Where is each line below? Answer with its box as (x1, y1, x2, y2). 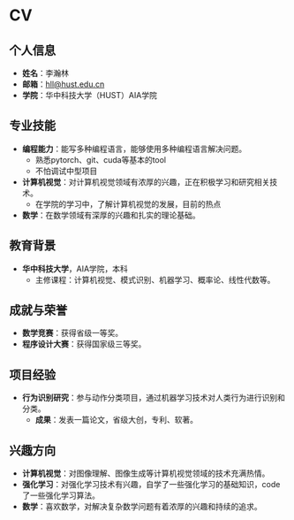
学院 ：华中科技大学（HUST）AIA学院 (21, 90, 157, 100)
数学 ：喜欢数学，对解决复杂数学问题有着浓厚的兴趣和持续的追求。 (21, 501, 262, 512)
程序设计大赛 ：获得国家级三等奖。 (21, 339, 147, 349)
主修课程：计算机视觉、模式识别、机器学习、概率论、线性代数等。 (34, 274, 275, 285)
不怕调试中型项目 (34, 165, 98, 176)
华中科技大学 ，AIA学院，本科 (21, 263, 128, 274)
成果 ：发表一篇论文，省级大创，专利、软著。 (34, 415, 199, 425)
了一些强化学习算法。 (21, 490, 100, 501)
